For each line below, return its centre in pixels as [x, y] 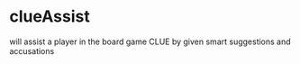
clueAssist [50, 17]
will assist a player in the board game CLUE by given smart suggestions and [150, 41]
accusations [32, 50]
